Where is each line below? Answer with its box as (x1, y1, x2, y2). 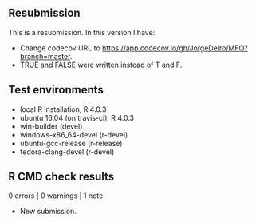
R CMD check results (8, 170, 115, 184)
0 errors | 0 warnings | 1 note (8, 191, 104, 200)
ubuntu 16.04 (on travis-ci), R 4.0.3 (19, 113, 134, 122)
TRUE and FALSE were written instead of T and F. (19, 60, 183, 69)
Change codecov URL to (19, 43, 101, 53)
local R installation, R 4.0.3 (19, 104, 107, 114)
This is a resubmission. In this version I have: (8, 27, 156, 37)
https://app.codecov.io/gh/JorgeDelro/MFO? (102, 43, 249, 53)
